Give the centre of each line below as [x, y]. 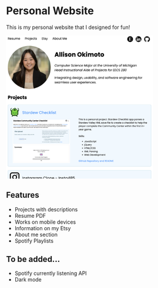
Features [23, 195]
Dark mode [28, 280]
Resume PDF [30, 215]
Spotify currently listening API [51, 273]
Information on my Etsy [43, 228]
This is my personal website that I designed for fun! [68, 27]
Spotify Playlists [34, 241]
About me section [36, 234]
